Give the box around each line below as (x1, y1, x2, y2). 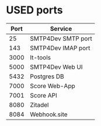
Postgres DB (30, 72, 64, 80)
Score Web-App (30, 82, 75, 90)
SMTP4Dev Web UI (30, 62, 83, 71)
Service (50, 24, 72, 33)
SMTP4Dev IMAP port (30, 44, 90, 52)
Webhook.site (30, 110, 68, 118)
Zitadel (30, 100, 49, 108)
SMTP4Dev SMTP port (30, 34, 92, 43)
